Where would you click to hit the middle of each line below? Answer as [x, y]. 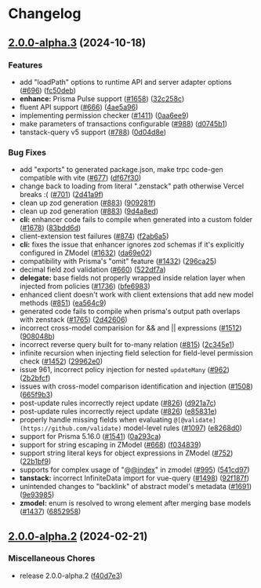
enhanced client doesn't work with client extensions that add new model [136, 294]
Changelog [45, 14]
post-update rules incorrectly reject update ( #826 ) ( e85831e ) [118, 411]
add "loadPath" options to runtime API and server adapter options [126, 82]
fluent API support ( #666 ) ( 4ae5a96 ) [79, 107]
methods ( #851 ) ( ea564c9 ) [63, 303]
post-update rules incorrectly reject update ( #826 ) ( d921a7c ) [118, 403]
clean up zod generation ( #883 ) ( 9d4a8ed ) [89, 211]
